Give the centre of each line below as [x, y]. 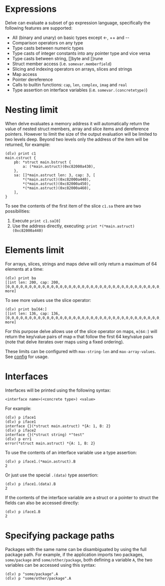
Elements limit [35, 250]
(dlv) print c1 [21, 153]
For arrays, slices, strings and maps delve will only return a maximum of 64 [81, 264]
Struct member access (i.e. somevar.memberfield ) [62, 64]
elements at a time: [24, 269]
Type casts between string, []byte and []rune [57, 58]
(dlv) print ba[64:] [26, 309]
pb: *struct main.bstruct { [42, 162]
